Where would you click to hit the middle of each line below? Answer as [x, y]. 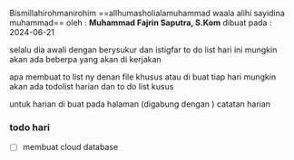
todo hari [29, 127]
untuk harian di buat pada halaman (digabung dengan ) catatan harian [140, 104]
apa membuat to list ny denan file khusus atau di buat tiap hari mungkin [143, 77]
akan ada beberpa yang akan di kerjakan [85, 59]
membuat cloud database [70, 147]
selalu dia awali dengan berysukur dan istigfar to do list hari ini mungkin [143, 50]
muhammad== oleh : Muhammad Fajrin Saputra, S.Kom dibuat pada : [141, 23]
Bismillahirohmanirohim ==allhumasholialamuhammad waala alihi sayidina [147, 13]
